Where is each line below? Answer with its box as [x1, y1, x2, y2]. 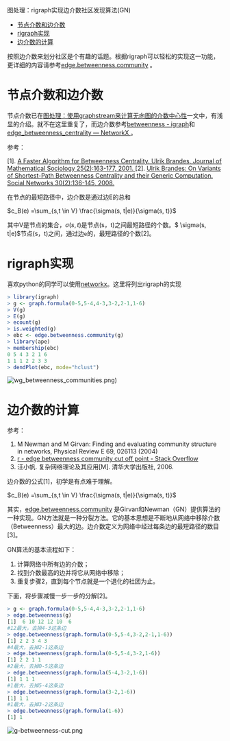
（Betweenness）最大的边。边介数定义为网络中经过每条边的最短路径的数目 [7, 522, 220, 530]
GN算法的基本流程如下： [7, 545, 77, 554]
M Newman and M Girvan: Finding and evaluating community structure [16, 440, 217, 448]
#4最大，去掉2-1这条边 [7, 644, 64, 650]
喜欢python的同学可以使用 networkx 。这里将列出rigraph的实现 [7, 280, 181, 288]
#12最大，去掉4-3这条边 [7, 624, 67, 631]
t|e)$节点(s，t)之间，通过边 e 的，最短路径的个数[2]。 [7, 229, 155, 237]
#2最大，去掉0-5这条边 [7, 663, 64, 670]
